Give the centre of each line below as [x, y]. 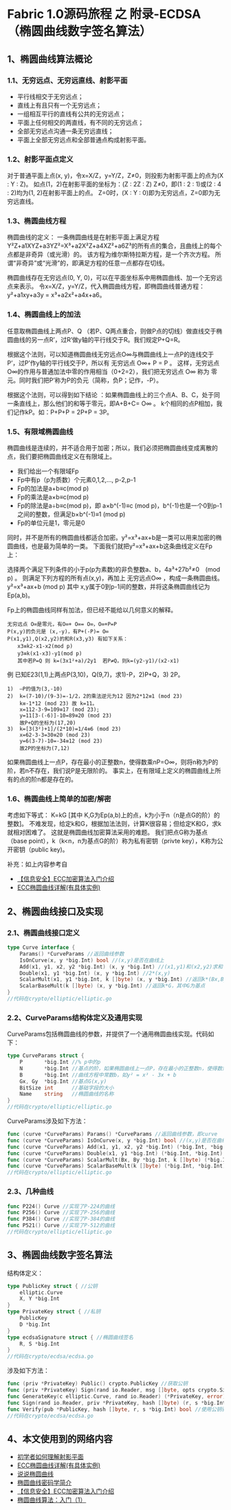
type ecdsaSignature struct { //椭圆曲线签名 [70, 1337]
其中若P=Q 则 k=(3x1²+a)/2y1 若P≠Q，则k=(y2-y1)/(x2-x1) [98, 661]
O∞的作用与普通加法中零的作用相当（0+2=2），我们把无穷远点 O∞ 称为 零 [112, 371]
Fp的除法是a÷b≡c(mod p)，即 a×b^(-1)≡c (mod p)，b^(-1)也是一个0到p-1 [119, 506]
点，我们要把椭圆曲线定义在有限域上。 [61, 456]
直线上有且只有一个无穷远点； [59, 105]
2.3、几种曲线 [30, 1191]
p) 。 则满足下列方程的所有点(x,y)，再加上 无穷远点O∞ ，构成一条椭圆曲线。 [115, 578]
